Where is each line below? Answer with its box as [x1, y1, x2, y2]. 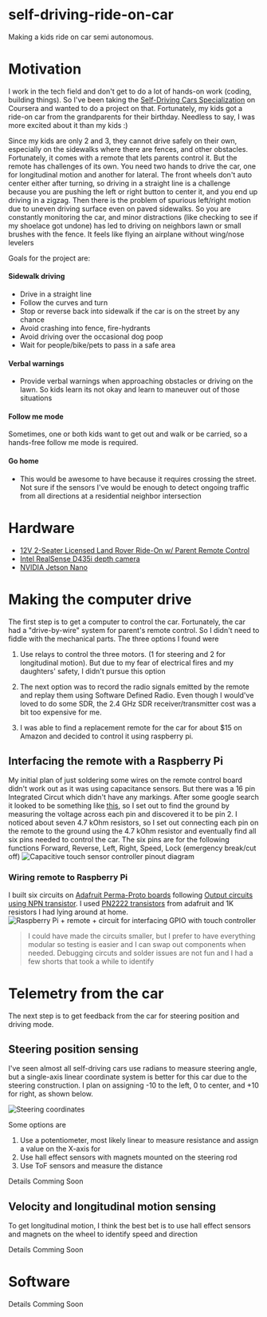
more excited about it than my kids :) [8, 120, 128, 129]
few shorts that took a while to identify [27, 957, 154, 966]
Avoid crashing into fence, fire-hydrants [19, 324, 151, 333]
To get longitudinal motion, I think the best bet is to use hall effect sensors [8, 1221, 251, 1231]
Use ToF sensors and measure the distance [19, 1161, 163, 1171]
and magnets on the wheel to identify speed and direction [8, 1229, 198, 1239]
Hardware [8, 519, 75, 537]
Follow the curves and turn [19, 298, 108, 308]
